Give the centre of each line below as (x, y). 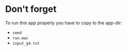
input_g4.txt (26, 43)
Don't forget (31, 9)
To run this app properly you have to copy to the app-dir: (64, 23)
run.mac (20, 38)
